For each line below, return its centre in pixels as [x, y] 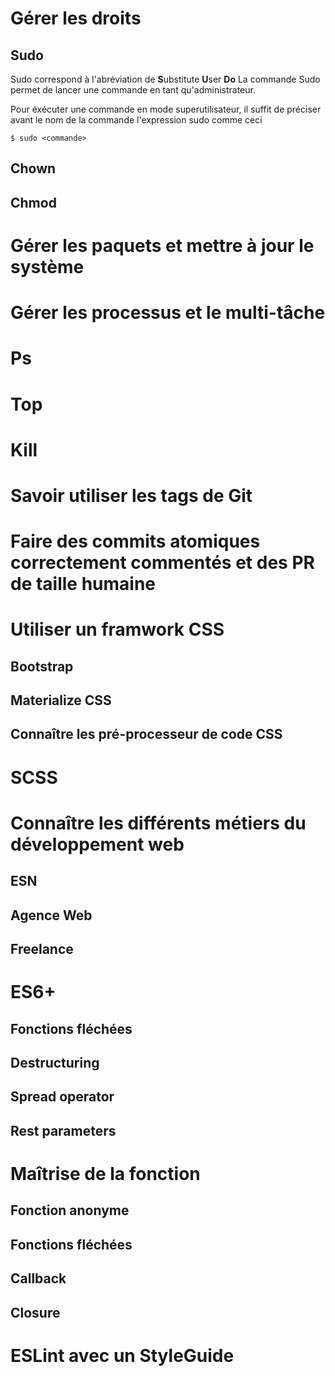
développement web [97, 844]
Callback [38, 1278]
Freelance [42, 949]
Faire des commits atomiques [135, 541]
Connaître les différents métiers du [158, 823]
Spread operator [62, 1097]
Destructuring [55, 1062]
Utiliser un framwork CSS [117, 629]
